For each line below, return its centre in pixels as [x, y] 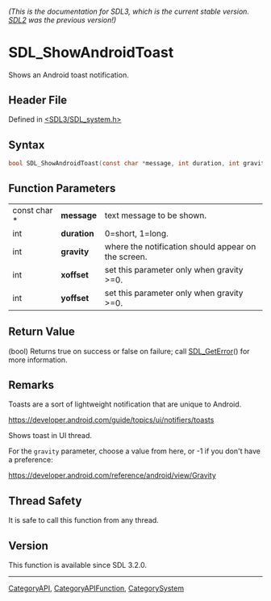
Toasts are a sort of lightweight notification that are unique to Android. [125, 404]
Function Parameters [62, 188]
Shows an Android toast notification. [69, 75]
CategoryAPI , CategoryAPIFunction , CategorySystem [96, 588]
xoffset [75, 274]
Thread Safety [45, 501]
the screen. [126, 257]
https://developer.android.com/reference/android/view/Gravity [112, 475]
